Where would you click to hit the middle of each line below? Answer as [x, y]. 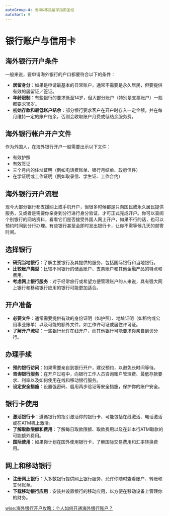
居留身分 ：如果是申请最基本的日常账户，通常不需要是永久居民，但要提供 [87, 85]
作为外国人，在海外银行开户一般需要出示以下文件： [58, 147]
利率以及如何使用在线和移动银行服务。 [61, 380]
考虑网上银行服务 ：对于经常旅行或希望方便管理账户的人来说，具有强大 [85, 281]
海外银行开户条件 [32, 61]
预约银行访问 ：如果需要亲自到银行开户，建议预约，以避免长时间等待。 [85, 367]
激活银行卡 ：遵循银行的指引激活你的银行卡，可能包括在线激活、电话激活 [87, 417]
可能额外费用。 [28, 435]
